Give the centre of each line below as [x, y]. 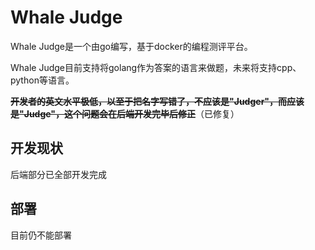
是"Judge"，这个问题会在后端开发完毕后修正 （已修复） [125, 113]
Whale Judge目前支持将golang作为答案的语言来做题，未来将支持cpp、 [156, 67]
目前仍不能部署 [41, 235]
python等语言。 [42, 80]
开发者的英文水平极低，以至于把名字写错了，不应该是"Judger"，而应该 [157, 101]
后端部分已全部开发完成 [58, 174]
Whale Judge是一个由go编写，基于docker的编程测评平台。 [131, 46]
